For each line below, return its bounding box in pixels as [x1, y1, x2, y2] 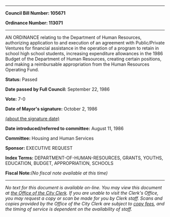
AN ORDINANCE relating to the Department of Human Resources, [5, 34, 142, 40]
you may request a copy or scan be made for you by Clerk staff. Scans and [5, 195, 163, 201]
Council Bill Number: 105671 [5, 10, 66, 16]
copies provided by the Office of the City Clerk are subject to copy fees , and [5, 201, 165, 206]
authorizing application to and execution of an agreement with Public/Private [5, 40, 165, 46]
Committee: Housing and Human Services [5, 135, 94, 141]
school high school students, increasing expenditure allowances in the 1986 [5, 51, 163, 56]
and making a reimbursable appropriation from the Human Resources [5, 61, 150, 67]
